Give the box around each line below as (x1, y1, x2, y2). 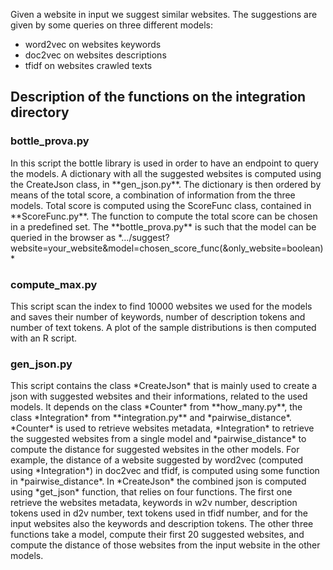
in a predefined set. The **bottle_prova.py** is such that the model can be (10, 220, 317, 233)
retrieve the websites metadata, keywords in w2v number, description (10, 497, 298, 509)
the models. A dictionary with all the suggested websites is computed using (10, 167, 322, 179)
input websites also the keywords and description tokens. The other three (10, 518, 314, 530)
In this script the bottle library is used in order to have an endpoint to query (10, 157, 319, 169)
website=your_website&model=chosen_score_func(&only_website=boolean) (10, 242, 324, 254)
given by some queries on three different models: (10, 19, 213, 31)
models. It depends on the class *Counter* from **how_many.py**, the (10, 401, 303, 413)
